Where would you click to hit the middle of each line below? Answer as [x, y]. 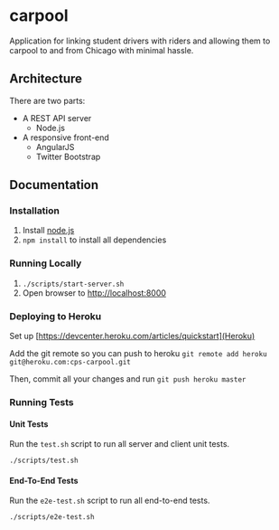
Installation [35, 211]
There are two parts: [47, 100]
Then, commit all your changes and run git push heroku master [128, 379]
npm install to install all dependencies [94, 240]
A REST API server [57, 118]
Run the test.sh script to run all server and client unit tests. [120, 444]
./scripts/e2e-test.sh [52, 517]
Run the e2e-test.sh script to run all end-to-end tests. [110, 501]
